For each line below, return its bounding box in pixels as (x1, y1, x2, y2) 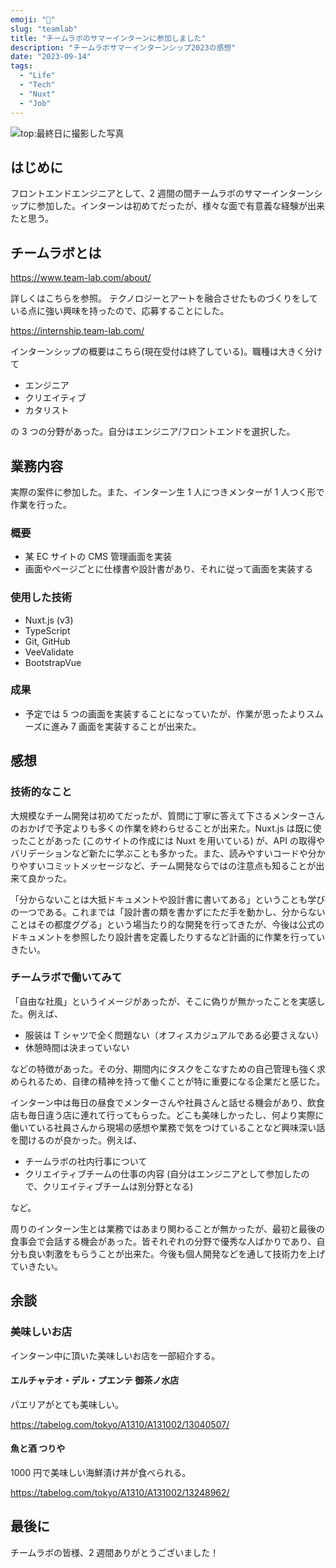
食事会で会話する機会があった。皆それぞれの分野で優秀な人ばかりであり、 (10, 1235, 317, 1247)
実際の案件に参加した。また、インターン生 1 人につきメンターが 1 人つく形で (10, 486, 325, 498)
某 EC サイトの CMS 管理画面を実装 (24, 551, 173, 563)
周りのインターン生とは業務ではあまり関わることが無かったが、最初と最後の (10, 1222, 326, 1235)
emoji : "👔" (10, 14, 56, 25)
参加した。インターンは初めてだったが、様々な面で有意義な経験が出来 (36, 200, 326, 212)
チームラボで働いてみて (10, 971, 123, 985)
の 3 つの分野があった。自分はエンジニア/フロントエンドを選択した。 (10, 426, 296, 438)
